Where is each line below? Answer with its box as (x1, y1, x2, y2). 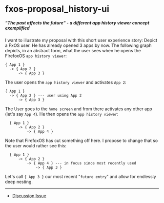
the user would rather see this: (5, 143, 67, 149)
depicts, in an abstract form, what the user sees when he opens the (5, 48, 141, 54)
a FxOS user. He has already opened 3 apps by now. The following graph (5, 42, 152, 48)
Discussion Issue (12, 193, 46, 199)
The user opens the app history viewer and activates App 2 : (5, 80, 126, 85)
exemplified (5, 25, 30, 31)
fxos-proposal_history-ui (5, 3, 110, 15)
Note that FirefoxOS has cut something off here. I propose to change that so (5, 138, 158, 143)
